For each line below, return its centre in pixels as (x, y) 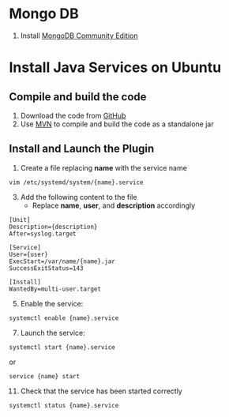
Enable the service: (52, 303)
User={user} (28, 254)
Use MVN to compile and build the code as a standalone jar (117, 124)
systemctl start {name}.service (62, 347)
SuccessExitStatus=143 (46, 268)
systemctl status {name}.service (64, 405)
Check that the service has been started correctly (101, 391)
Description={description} (53, 227)
